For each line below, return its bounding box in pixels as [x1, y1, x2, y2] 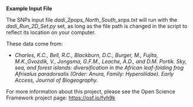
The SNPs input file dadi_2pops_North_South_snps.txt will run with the [6, 16, 178, 23]
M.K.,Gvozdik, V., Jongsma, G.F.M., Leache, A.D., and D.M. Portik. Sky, [14, 58, 187, 65]
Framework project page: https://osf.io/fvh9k [6, 94, 116, 101]
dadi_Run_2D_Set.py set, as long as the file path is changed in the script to [6, 23, 188, 29]
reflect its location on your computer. [6, 29, 96, 36]
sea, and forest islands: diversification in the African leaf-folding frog [14, 64, 184, 71]
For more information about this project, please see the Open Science [6, 88, 176, 95]
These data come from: [6, 41, 63, 47]
